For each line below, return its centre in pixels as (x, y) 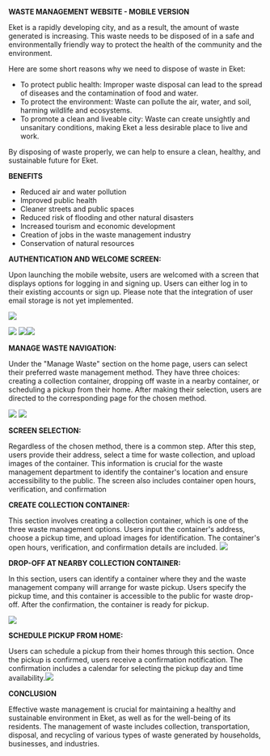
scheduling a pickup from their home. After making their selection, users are (135, 389)
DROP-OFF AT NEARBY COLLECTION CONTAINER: (95, 563)
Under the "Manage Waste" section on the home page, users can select (128, 364)
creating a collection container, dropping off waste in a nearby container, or (134, 381)
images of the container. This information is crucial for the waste (116, 463)
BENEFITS (25, 176)
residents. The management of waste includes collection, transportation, (129, 726)
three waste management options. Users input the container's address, (127, 529)
